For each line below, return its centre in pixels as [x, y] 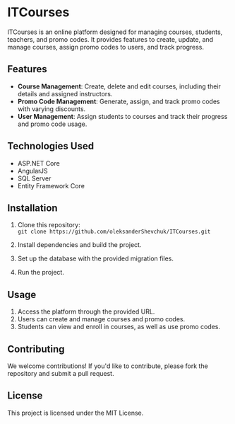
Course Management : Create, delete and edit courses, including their [119, 86]
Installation [32, 208]
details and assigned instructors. [65, 93]
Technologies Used [50, 146]
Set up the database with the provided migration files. [96, 258]
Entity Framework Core [51, 185]
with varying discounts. [52, 109]
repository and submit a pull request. [61, 373]
